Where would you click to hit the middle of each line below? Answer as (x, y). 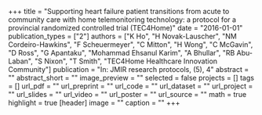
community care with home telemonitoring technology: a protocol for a (122, 20)
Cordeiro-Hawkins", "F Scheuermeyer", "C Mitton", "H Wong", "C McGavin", (131, 45)
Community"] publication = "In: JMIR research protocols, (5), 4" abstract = (129, 69)
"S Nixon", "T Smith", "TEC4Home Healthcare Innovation (126, 61)
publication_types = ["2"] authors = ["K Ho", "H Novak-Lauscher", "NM (122, 36)
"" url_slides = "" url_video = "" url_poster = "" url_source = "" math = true (127, 94)
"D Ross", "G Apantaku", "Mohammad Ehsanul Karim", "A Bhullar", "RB (122, 53)
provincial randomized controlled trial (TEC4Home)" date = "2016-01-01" (126, 28)
